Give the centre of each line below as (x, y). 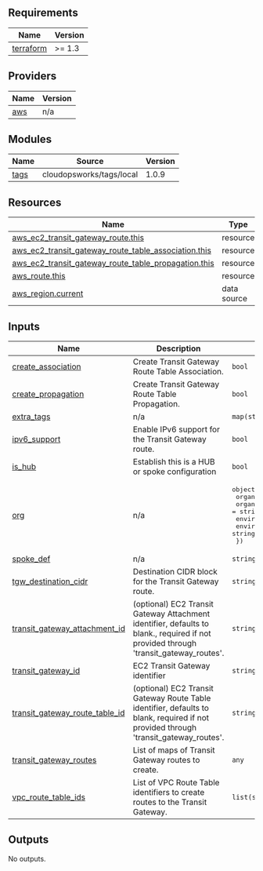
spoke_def (31, 559)
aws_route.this (39, 276)
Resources (35, 202)
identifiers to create (169, 793)
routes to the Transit (170, 802)
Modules (30, 139)
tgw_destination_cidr (50, 581)
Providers (32, 77)
